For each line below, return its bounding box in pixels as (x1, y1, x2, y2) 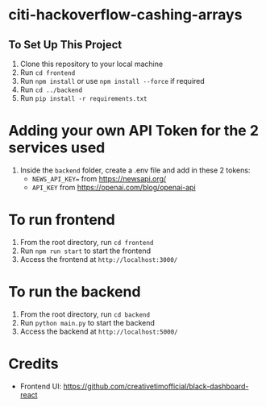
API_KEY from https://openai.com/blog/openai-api (31, 182, 196, 192)
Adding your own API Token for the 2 (8, 122, 260, 140)
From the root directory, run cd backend (19, 309, 151, 319)
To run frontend (8, 211, 115, 229)
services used (8, 139, 106, 157)
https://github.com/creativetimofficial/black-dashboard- (63, 381, 249, 391)
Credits (8, 355, 59, 372)
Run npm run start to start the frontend (19, 246, 152, 255)
